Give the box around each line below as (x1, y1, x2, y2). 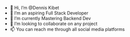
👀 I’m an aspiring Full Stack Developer (10, 10, 89, 16)
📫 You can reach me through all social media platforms (10, 26, 125, 32)
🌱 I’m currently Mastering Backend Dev (10, 15, 91, 21)
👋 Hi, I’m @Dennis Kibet (10, 5, 59, 10)
